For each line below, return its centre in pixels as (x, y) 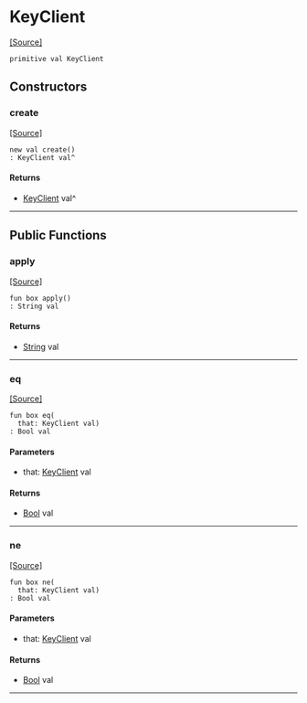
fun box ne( (32, 582)
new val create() (42, 149)
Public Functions (58, 235)
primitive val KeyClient (57, 59)
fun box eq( (32, 416)
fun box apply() (40, 298)
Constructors (48, 87)
